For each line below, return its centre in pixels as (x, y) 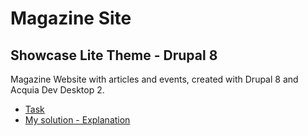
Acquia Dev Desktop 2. (57, 90)
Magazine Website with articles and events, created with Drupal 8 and (154, 79)
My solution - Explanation (77, 120)
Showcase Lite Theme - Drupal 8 (114, 55)
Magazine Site (71, 18)
